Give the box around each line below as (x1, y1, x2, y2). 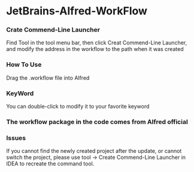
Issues (6, 134, 26, 142)
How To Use (6, 61, 42, 69)
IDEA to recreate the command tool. (6, 160, 95, 167)
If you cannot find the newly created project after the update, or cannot (6, 147, 182, 155)
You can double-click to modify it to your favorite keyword (6, 103, 150, 110)
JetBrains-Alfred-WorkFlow (6, 4, 148, 18)
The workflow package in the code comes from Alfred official (6, 118, 189, 126)
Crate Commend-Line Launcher (6, 26, 101, 34)
